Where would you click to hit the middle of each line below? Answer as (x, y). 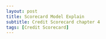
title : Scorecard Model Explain (45, 17)
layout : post (22, 11)
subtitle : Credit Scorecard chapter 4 (53, 22)
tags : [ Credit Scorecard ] (37, 27)
